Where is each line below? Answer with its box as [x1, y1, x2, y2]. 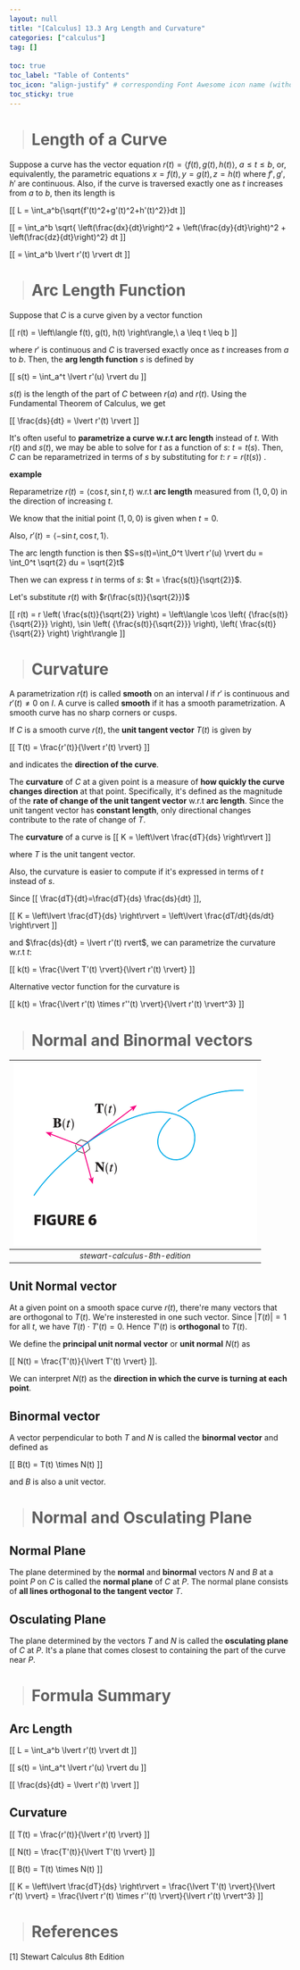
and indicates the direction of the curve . [9, 759, 159, 770]
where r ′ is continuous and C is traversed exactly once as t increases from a [9, 344, 289, 355]
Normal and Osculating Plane [30, 1507, 253, 1528]
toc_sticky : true [9, 89, 74, 98]
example [9, 469, 43, 480]
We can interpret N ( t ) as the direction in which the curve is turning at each [9, 1373, 287, 1384]
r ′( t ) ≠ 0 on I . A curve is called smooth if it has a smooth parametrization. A [9, 697, 286, 709]
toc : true [9, 62, 46, 71]
